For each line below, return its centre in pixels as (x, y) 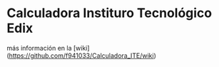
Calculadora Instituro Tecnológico (109, 13)
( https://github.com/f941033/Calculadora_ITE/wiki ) (81, 56)
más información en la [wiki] (48, 48)
